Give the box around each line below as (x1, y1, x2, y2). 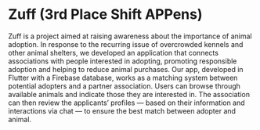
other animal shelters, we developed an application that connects (8, 48, 219, 57)
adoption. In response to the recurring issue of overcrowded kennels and (8, 39, 244, 49)
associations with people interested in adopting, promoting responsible (8, 56, 237, 66)
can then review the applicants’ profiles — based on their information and (8, 98, 245, 107)
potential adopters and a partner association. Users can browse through (8, 81, 241, 91)
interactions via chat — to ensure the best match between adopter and (8, 106, 237, 115)
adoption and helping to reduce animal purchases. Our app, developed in (8, 64, 244, 74)
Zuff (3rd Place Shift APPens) (8, 5, 203, 23)
